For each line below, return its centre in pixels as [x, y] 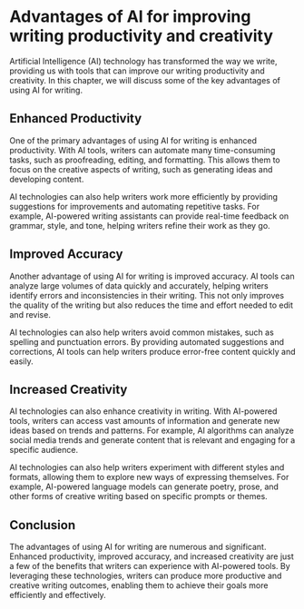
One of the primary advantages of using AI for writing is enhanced [133, 140]
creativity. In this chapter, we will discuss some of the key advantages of [145, 80]
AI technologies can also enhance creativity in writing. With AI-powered [143, 411]
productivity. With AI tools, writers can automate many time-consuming [142, 150]
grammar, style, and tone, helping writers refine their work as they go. [140, 225]
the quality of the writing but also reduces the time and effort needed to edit [151, 305]
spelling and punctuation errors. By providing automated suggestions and [147, 341]
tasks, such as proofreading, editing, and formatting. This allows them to [145, 160]
